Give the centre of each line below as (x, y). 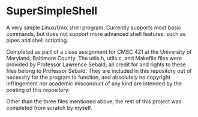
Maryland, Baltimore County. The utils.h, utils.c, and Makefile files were (94, 58)
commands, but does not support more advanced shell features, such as (96, 33)
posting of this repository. (38, 90)
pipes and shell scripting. (37, 40)
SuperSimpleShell (52, 11)
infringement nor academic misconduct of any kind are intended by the (94, 83)
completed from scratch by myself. (49, 107)
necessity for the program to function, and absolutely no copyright (88, 77)
